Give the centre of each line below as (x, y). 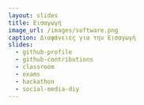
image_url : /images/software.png (63, 30)
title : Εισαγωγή (35, 23)
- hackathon (35, 81)
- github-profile (44, 52)
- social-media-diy (47, 89)
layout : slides (33, 15)
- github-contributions (54, 60)
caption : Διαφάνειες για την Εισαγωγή (72, 37)
